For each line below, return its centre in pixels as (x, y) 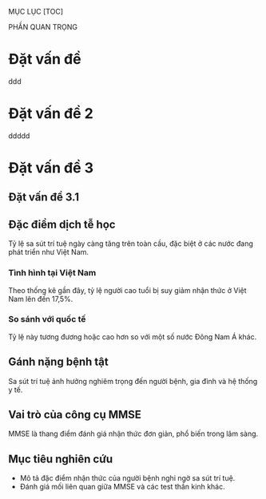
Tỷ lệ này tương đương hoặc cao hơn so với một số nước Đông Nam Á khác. (133, 337)
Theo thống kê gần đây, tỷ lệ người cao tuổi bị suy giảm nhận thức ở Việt (127, 290)
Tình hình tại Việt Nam (52, 273)
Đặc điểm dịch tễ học (62, 224)
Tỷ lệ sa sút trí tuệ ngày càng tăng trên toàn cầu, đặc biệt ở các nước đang (131, 244)
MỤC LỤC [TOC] (36, 12)
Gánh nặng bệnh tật (59, 362)
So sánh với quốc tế (47, 319)
